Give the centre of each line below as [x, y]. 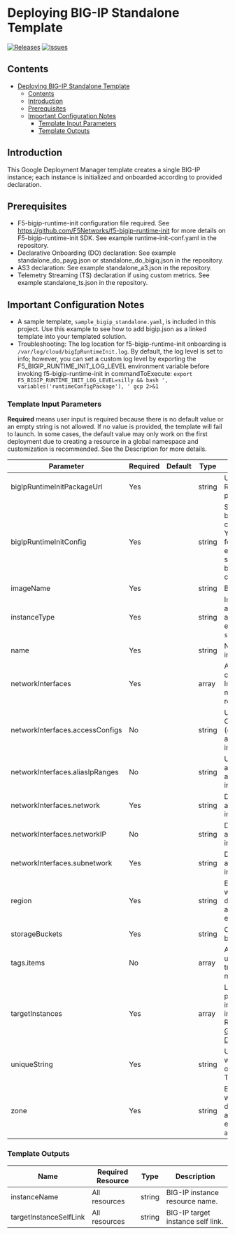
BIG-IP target [188, 1213]
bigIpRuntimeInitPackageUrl [57, 487]
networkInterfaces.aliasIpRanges [65, 772]
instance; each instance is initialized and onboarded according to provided [115, 177]
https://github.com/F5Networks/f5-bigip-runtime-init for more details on [121, 231]
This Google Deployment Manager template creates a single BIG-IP [104, 169]
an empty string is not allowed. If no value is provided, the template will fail [115, 427]
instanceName [35, 1196]
